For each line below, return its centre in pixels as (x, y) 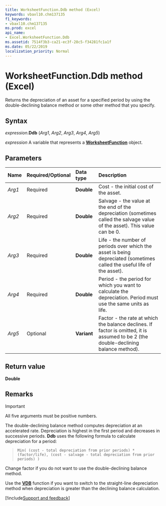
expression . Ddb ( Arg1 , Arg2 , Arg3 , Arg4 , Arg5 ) (53, 133)
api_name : (15, 33)
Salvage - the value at (124, 201)
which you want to (120, 285)
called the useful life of (125, 265)
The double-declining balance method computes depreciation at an (74, 425)
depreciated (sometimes (127, 258)
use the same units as (124, 304)
